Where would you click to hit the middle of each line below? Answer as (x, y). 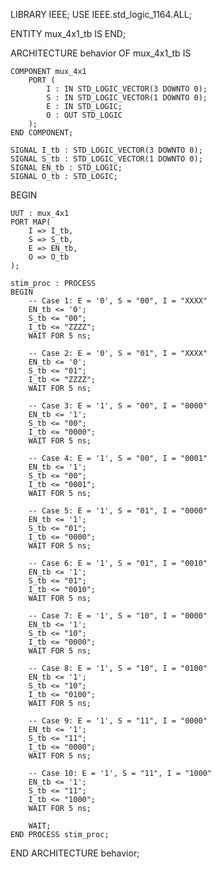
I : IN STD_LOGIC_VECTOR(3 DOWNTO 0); (127, 89)
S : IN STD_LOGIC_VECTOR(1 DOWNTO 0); (127, 98)
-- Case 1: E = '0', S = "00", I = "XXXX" (118, 301)
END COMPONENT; (42, 133)
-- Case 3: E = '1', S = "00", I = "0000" (118, 406)
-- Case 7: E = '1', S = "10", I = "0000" (118, 616)
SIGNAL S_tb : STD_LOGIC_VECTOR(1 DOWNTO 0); (106, 159)
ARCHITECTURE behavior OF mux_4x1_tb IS (101, 53)
